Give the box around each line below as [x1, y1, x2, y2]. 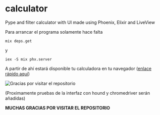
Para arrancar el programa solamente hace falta [5, 29, 103, 35]
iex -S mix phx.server [5, 57, 52, 62]
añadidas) [5, 95, 26, 101]
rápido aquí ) [5, 70, 30, 77]
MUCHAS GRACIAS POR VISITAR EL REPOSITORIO [5, 105, 110, 111]
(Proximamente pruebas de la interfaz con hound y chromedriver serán [5, 90, 150, 96]
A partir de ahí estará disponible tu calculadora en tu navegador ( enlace [5, 65, 152, 71]
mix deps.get [5, 38, 32, 44]
